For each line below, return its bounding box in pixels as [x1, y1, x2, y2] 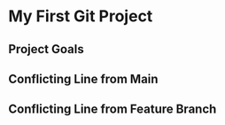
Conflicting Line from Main [8, 71, 159, 86]
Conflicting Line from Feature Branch [8, 102, 217, 117]
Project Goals [8, 42, 85, 57]
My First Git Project [8, 6, 153, 27]
